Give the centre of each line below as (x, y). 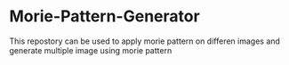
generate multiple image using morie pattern (91, 50)
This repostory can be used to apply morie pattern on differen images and (144, 41)
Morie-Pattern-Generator (104, 16)
